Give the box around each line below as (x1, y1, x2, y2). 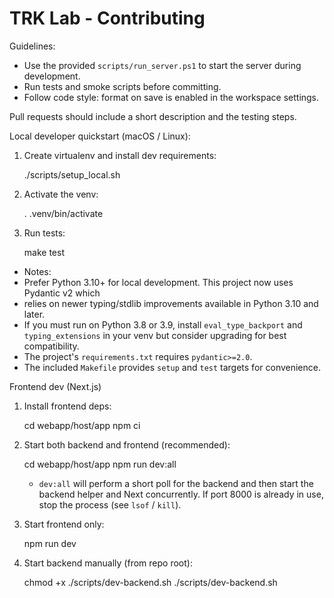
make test (23, 246, 65, 258)
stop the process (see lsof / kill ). (38, 498, 182, 511)
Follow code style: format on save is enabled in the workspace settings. (23, 91, 320, 103)
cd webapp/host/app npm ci (23, 419, 141, 431)
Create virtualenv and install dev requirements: (23, 149, 217, 161)
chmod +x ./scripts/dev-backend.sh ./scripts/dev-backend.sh (23, 576, 278, 588)
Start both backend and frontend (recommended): (23, 438, 231, 451)
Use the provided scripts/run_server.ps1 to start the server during (23, 59, 302, 71)
